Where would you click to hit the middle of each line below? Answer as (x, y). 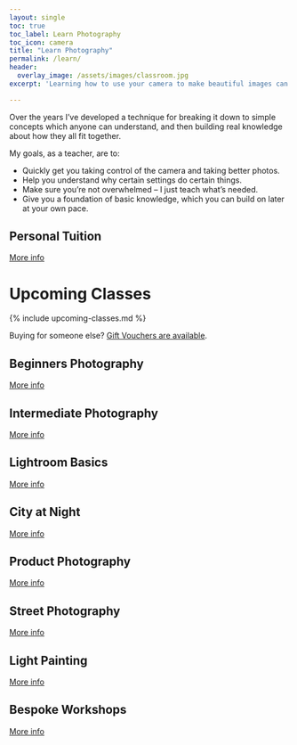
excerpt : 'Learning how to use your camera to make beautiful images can (149, 84)
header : (24, 68)
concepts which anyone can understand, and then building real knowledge (146, 127)
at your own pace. (55, 208)
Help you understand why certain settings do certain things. (132, 180)
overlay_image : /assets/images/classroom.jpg (103, 76)
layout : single (37, 17)
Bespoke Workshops (68, 710)
